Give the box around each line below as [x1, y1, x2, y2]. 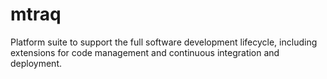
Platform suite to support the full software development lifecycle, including [10, 36, 318, 48]
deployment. [10, 57, 62, 69]
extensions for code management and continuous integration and [10, 46, 280, 58]
